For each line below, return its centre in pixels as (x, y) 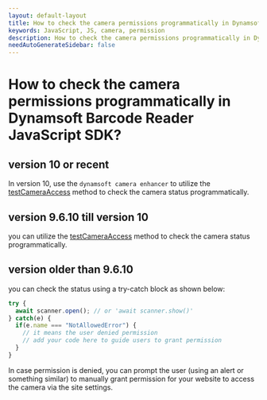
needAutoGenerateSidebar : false (62, 45)
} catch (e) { (30, 318)
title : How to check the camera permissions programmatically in (118, 23)
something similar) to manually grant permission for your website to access (132, 379)
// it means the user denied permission (90, 333)
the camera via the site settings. (61, 387)
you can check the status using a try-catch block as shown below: (117, 289)
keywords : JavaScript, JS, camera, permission (87, 30)
